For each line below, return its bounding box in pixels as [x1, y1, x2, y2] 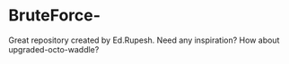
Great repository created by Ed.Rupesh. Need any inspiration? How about [8, 35, 280, 45]
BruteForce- [8, 5, 101, 26]
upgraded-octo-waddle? [8, 44, 100, 54]
